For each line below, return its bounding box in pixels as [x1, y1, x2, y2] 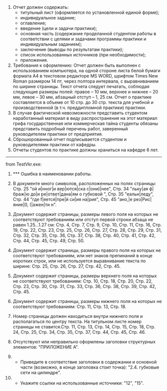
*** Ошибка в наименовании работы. [12, 171, 92, 177]
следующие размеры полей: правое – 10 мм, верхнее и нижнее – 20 [12, 89, 158, 95]
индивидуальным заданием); [20, 41, 82, 47]
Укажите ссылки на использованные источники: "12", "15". [20, 380, 144, 386]
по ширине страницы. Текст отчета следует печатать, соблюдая [12, 84, 150, 89]
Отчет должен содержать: [12, 4, 69, 10]
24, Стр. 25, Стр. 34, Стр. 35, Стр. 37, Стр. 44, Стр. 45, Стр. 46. [12, 329, 146, 335]
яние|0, [12, 201, 29, 207]
